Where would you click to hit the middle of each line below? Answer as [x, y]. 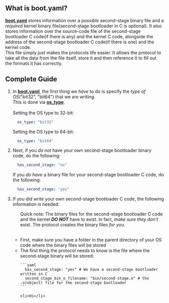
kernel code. [18, 47]
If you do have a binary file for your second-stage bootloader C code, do [88, 175]
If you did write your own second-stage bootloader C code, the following [88, 199]
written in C [34, 274]
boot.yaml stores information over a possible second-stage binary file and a [84, 20]
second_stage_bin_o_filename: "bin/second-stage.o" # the [87, 279]
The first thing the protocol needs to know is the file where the [85, 251]
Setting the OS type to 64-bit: [43, 132]
